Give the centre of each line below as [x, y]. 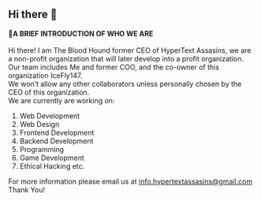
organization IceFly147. [45, 75]
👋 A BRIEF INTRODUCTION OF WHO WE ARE [81, 33]
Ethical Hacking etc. [52, 166]
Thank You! [27, 189]
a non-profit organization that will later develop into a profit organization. [126, 58]
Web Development [50, 116]
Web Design [39, 124]
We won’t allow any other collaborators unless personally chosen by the [125, 84]
